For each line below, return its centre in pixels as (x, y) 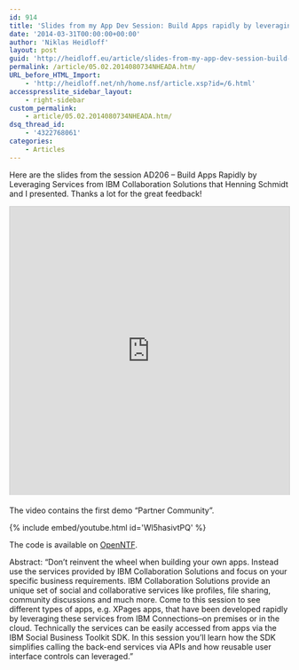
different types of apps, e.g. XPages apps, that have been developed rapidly (149, 609)
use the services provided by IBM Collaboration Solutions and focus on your (148, 571)
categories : (31, 141)
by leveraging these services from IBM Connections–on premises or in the (145, 619)
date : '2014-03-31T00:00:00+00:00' (75, 34)
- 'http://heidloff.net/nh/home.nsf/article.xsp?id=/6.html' (140, 83)
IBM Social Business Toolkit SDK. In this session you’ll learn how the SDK (143, 637)
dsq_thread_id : (37, 125)
